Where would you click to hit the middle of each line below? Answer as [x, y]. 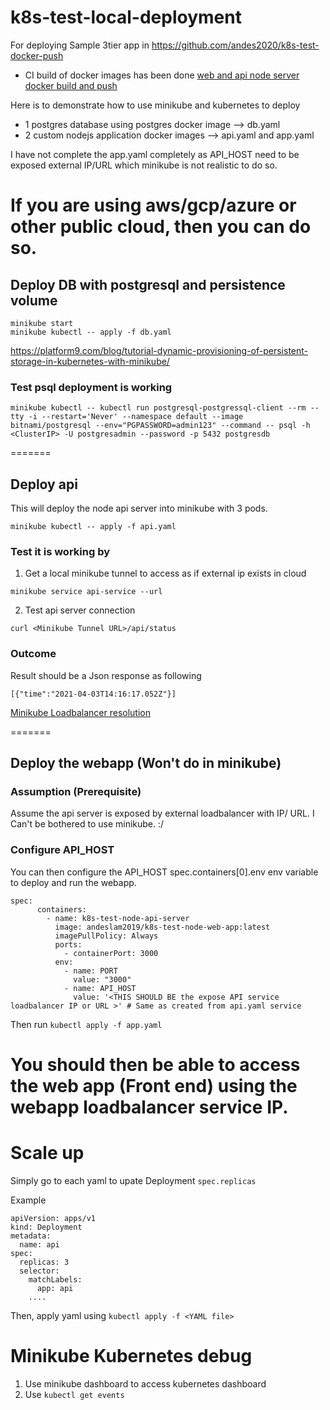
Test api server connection [80, 610]
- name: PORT [90, 971]
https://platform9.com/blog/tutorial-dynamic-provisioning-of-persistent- [159, 350]
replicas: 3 [44, 1262]
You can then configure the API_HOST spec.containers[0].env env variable [164, 872]
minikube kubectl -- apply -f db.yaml [91, 332]
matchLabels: [55, 1279]
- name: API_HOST [100, 988]
